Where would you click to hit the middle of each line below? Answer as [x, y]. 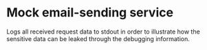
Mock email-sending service [90, 13]
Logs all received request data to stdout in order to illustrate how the [103, 32]
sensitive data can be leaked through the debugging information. [98, 38]
